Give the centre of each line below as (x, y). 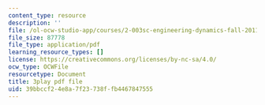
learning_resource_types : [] (56, 52)
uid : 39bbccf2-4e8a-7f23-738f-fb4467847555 (81, 89)
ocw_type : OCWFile (38, 67)
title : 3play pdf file (45, 81)
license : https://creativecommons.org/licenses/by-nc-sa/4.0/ (112, 60)
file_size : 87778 (37, 37)
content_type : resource (47, 15)
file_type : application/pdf (54, 45)
